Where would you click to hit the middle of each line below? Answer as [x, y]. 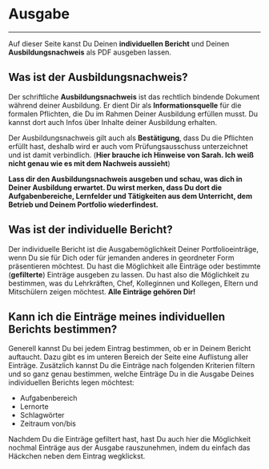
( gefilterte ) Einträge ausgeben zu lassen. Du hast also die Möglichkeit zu [129, 274]
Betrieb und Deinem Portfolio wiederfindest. [83, 204]
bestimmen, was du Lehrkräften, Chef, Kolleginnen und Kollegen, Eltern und [133, 283]
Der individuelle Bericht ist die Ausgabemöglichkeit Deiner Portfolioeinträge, [133, 249]
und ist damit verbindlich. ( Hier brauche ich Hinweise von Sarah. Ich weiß [131, 155]
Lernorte [34, 406]
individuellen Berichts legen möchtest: [71, 382]
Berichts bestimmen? [63, 329]
